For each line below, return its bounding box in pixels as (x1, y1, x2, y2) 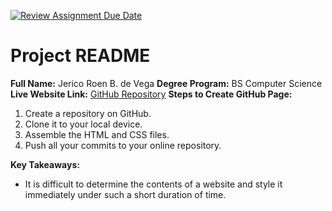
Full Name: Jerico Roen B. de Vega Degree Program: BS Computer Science (10, 77, 323, 89)
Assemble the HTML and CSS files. (24, 128, 170, 140)
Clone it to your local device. (24, 118, 143, 130)
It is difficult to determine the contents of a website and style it (24, 178, 283, 190)
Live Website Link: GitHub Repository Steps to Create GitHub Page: (10, 88, 293, 100)
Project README (10, 45, 151, 67)
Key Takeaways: (10, 158, 80, 170)
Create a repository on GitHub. (24, 107, 152, 119)
